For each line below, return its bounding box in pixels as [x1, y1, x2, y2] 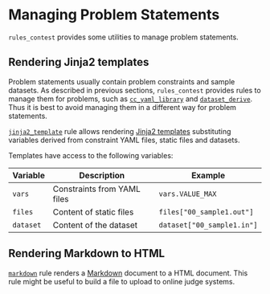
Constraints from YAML [52, 183, 141, 194]
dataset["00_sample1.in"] [158, 220, 258, 230]
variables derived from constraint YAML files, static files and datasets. [8, 135, 240, 145]
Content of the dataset [52, 219, 138, 231]
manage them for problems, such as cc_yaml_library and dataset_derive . [8, 94, 253, 104]
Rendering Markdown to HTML [8, 247, 166, 260]
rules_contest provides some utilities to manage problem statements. [8, 32, 239, 42]
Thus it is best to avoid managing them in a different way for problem [8, 102, 237, 112]
